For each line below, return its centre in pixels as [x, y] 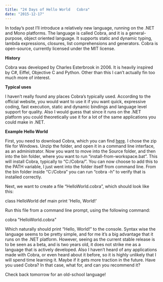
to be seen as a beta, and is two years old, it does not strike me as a [73, 244]
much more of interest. [28, 78]
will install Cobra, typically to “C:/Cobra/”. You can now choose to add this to [81, 161]
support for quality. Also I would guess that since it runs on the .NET [73, 111]
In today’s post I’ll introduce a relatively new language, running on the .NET [80, 28]
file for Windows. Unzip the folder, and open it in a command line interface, [80, 146]
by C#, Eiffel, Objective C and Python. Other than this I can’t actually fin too [80, 72]
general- [138, 33]
